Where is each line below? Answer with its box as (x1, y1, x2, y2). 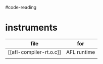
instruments (5, 22, 58, 33)
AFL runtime (66, 48, 95, 55)
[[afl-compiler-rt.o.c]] (8, 48, 62, 55)
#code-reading (5, 5, 37, 10)
